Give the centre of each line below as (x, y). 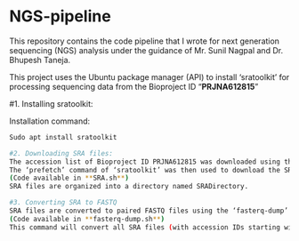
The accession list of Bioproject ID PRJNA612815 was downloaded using (145, 162)
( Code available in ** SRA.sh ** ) (69, 178)
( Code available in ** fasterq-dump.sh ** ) (87, 219)
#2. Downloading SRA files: (61, 153)
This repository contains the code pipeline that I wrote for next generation (145, 41)
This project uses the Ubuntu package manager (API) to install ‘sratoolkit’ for (149, 76)
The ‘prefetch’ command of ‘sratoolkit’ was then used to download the (145, 170)
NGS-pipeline (60, 16)
